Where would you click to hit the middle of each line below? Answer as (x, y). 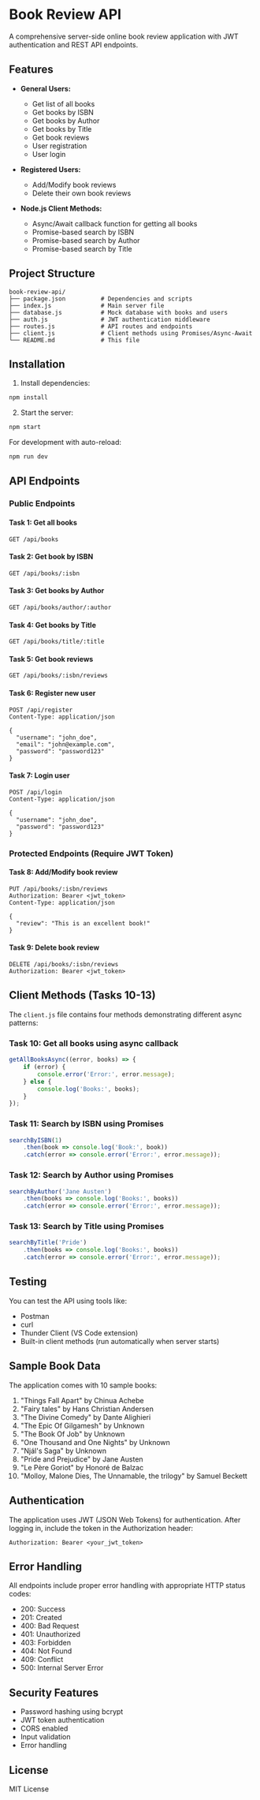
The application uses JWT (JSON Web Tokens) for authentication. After (125, 1519)
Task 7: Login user (39, 775)
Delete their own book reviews (82, 193)
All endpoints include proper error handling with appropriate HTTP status (127, 1585)
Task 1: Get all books (43, 522)
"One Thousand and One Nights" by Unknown (95, 1442)
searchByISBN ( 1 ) (35, 1140)
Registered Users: (50, 169)
